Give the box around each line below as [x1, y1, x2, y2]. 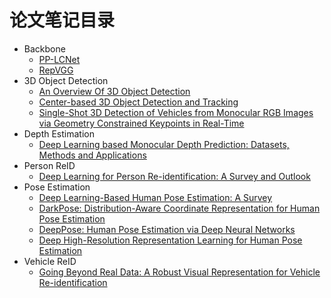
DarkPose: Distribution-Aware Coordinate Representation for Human [38, 202, 321, 214]
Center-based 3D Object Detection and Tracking [38, 96, 239, 108]
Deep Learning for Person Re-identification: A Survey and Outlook [38, 170, 311, 182]
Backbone [23, 42, 66, 55]
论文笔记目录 [9, 9, 116, 32]
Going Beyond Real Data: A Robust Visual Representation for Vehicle [38, 266, 321, 278]
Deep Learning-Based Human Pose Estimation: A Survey [38, 191, 273, 203]
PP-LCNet [38, 53, 81, 65]
